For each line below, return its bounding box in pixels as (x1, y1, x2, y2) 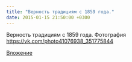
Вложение (6, 49, 33, 56)
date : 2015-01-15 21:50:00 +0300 (6, 14, 90, 20)
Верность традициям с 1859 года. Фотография (6, 31, 127, 38)
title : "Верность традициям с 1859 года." (6, 8, 115, 15)
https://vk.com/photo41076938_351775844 (6, 37, 113, 45)
